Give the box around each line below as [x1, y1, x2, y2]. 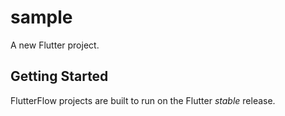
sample [10, 6, 73, 29]
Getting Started [10, 68, 109, 85]
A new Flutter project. [10, 39, 100, 51]
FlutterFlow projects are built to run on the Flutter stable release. [10, 94, 276, 106]
